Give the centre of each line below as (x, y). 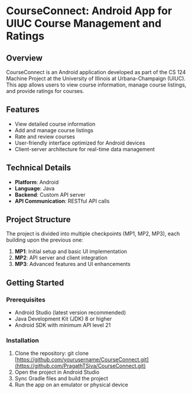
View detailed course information (55, 124)
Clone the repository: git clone (51, 353)
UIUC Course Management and (84, 23)
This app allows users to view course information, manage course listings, (96, 85)
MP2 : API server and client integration (61, 258)
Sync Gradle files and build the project (61, 379)
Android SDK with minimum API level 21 (63, 325)
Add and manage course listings (54, 130)
